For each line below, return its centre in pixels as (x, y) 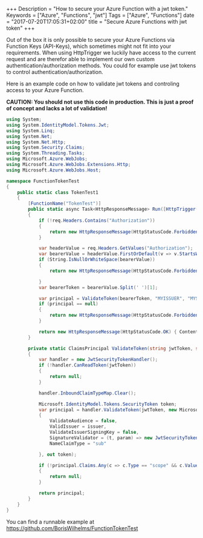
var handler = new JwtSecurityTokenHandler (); (98, 360)
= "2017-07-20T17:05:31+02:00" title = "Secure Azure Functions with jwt (97, 22)
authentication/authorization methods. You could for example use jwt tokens (101, 65)
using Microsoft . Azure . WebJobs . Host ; (54, 170)
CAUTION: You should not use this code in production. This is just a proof (100, 102)
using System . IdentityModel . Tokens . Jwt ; (58, 125)
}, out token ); (58, 454)
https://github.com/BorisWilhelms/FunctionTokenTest (72, 528)
